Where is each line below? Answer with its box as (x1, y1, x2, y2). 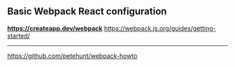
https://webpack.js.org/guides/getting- (104, 24, 217, 32)
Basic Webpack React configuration (7, 6, 167, 17)
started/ (7, 31, 30, 40)
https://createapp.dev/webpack (7, 24, 103, 32)
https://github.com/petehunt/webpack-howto (7, 52, 138, 60)
